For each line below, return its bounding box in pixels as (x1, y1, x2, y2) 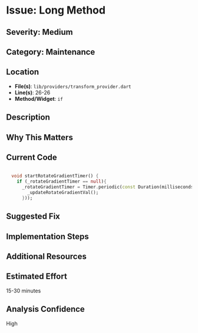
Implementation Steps (6, 231, 90, 242)
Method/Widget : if (14, 95, 63, 102)
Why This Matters (6, 132, 74, 142)
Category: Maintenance (6, 47, 95, 57)
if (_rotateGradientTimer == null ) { (16, 179, 107, 184)
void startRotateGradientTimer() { (11, 173, 99, 179)
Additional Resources (6, 251, 87, 261)
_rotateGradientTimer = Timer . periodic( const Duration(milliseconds (21, 184, 194, 190)
